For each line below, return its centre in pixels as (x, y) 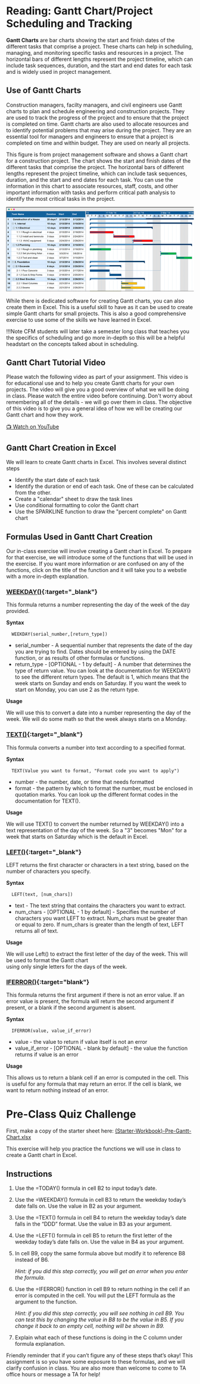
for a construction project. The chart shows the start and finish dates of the (99, 161)
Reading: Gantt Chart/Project (79, 11)
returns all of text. (36, 931)
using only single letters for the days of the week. (67, 966)
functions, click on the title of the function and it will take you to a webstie (96, 570)
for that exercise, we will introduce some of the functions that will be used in (100, 558)
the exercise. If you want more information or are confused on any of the (95, 564)
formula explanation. (40, 1343)
